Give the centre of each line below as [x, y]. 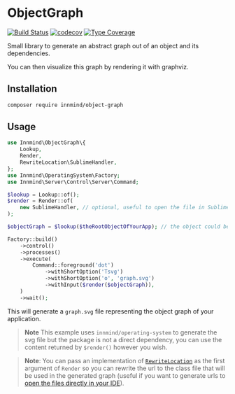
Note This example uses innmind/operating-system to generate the [121, 332]
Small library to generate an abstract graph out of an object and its [103, 45]
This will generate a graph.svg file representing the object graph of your [111, 311]
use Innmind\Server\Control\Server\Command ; [73, 182]
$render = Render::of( [40, 201]
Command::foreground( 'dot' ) [73, 265]
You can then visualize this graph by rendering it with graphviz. [98, 66]
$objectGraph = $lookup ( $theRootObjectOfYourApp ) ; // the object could [114, 227]
